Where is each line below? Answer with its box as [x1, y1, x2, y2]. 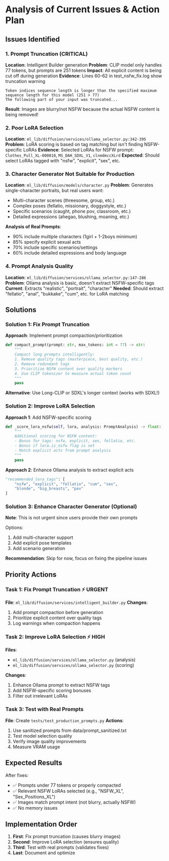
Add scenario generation [12, 545, 66, 552]
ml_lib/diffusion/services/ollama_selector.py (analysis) [12, 657, 136, 663]
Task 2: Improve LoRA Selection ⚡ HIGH [5, 634, 105, 641]
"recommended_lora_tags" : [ [5, 476, 66, 482]
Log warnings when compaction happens [12, 620, 101, 626]
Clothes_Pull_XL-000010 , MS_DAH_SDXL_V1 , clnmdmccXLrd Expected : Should [5, 152, 160, 158]
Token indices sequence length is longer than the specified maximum [5, 88, 157, 93]
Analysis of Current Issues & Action [5, 4, 160, 15]
